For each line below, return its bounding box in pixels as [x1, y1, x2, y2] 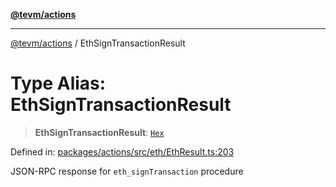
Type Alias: [10, 72, 107, 95]
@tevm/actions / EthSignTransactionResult [10, 37, 186, 49]
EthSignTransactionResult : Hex [34, 126, 165, 138]
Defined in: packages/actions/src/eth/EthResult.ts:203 [10, 145, 235, 158]
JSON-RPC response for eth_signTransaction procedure [10, 165, 244, 177]
